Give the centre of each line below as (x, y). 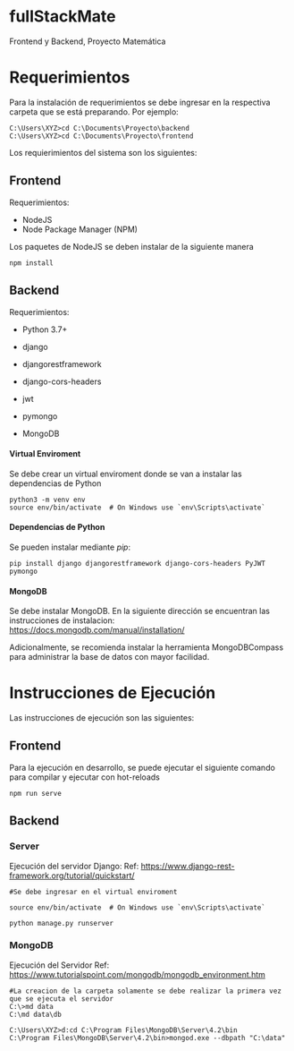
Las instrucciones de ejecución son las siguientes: (102, 718)
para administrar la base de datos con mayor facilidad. (109, 657)
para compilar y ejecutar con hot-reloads (85, 777)
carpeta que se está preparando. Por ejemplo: (94, 111)
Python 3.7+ (45, 329)
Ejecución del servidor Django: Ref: (74, 866)
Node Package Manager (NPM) (80, 229)
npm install (31, 263)
